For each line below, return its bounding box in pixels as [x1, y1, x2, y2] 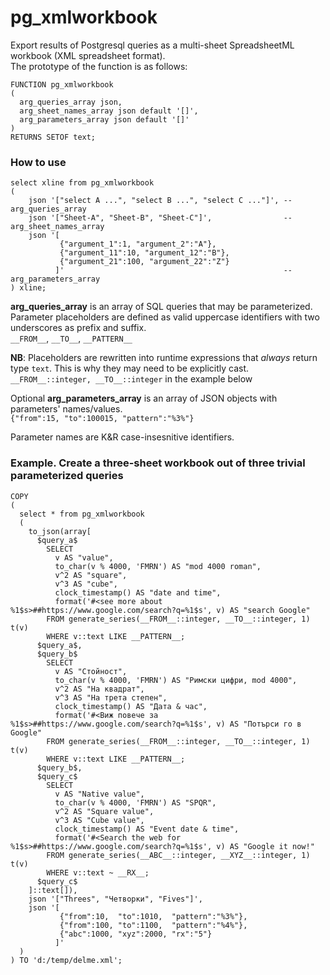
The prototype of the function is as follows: [10, 60, 188, 72]
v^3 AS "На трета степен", [54, 692, 168, 703]
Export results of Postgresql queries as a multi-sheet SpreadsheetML [10, 39, 295, 51]
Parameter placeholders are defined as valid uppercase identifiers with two [10, 311, 320, 323]
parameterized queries [10, 469, 124, 483]
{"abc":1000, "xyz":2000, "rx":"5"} [59, 929, 213, 939]
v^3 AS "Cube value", [54, 815, 145, 825]
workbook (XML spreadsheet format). [10, 49, 166, 61]
